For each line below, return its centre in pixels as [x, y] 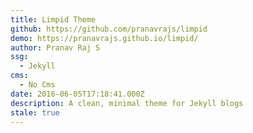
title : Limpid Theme [53, 19]
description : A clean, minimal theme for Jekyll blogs [127, 103]
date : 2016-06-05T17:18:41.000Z [77, 94]
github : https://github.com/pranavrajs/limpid [109, 29]
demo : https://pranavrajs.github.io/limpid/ [104, 38]
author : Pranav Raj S [55, 47]
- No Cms [37, 85]
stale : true [35, 112]
